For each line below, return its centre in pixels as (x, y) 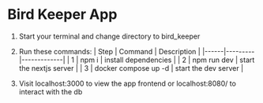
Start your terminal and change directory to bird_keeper (109, 36)
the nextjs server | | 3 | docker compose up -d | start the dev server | (131, 68)
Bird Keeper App (62, 15)
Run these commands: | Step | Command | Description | (109, 51)
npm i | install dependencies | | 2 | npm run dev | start (167, 60)
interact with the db (51, 91)
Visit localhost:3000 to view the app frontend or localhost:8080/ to (127, 83)
